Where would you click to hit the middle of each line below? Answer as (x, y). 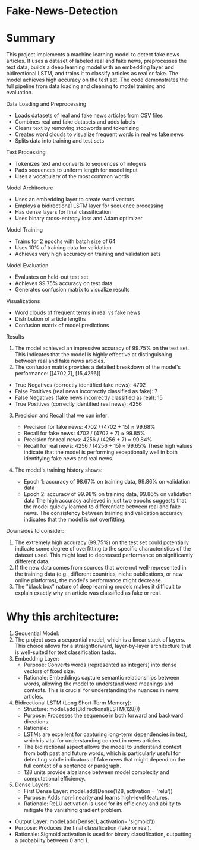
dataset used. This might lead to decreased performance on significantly (104, 555)
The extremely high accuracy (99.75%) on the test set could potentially (102, 542)
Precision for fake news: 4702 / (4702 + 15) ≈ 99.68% (89, 427)
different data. (32, 561)
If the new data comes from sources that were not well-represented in (100, 568)
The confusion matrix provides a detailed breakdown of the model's (98, 367)
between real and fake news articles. (60, 361)
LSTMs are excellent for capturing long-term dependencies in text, (105, 734)
